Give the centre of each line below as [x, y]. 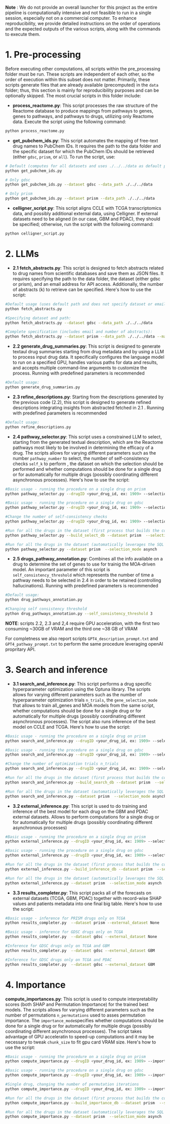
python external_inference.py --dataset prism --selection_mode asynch [83, 883]
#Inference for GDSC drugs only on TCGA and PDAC [59, 960]
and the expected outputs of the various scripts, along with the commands [83, 29]
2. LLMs [22, 254]
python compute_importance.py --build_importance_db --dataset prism [80, 1103]
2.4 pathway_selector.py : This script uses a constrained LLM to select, [87, 437]
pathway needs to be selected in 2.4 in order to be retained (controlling [87, 580]
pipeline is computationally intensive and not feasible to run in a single [78, 13]
